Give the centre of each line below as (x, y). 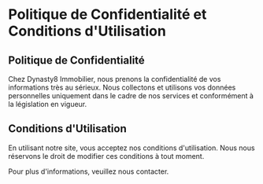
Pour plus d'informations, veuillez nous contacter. (89, 171)
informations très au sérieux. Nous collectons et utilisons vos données (122, 87)
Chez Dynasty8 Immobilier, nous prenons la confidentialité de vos (115, 79)
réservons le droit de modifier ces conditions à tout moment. (106, 156)
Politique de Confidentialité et (107, 15)
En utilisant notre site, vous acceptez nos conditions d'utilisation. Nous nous (131, 148)
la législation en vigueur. (48, 104)
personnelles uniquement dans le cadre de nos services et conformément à (131, 96)
